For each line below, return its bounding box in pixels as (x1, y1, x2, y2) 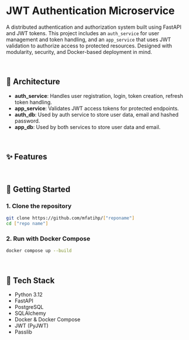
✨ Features (6, 152, 47, 162)
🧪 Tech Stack (6, 276, 55, 285)
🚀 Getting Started (6, 184, 71, 194)
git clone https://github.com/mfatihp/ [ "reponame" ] (6, 215, 135, 221)
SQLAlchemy (14, 310, 46, 317)
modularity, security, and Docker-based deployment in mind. (6, 48, 152, 55)
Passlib (14, 328, 32, 335)
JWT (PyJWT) (14, 322, 49, 329)
